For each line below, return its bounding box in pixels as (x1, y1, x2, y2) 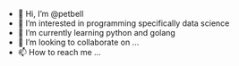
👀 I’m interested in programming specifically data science (17, 18, 230, 29)
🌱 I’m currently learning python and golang (17, 28, 176, 37)
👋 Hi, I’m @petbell (17, 9, 84, 19)
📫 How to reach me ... (17, 47, 101, 57)
